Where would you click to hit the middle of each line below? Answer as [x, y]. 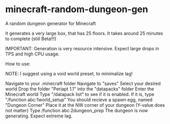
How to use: [18, 64]
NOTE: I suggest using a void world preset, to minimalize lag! [69, 73]
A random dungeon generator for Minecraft [51, 23]
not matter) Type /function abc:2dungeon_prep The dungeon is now [77, 110]
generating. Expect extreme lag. [39, 116]
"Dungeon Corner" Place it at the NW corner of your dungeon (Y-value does [85, 105]
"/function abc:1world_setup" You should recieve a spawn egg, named [79, 100]
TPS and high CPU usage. [32, 54]
